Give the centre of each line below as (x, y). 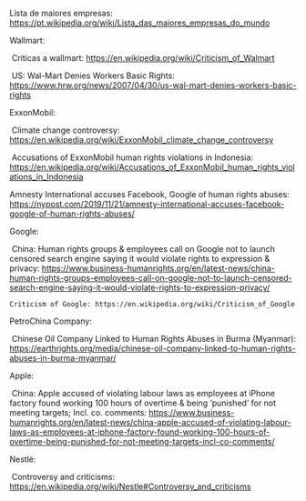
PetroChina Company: (51, 321)
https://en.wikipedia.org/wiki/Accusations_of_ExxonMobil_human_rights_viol (152, 167)
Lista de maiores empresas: (61, 13)
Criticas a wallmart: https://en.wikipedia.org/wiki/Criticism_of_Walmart (143, 58)
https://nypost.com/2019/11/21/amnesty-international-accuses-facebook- (147, 204)
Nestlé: (23, 459)
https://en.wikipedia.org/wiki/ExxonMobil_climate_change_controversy (142, 140)
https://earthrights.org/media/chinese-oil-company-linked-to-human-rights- (153, 348)
